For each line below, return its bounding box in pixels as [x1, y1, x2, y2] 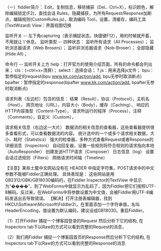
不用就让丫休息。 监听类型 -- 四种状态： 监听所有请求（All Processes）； [5, 39, 149, 45]
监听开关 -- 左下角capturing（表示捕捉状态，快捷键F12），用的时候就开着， [5, 33, 154, 38]
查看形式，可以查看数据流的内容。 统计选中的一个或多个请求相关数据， [9, 131, 150, 136]
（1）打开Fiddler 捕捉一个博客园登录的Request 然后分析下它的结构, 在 [5, 218, 144, 223]
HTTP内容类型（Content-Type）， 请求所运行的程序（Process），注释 [5, 108, 142, 114]
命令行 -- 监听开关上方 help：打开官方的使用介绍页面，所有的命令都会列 [5, 61, 148, 67]
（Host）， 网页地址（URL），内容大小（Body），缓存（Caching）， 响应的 [5, 102, 149, 108]
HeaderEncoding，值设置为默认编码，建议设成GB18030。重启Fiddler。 [5, 208, 147, 213]
